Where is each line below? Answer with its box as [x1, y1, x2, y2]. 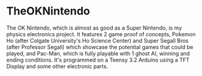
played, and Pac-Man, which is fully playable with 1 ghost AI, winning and [6, 49, 190, 57]
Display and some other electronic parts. [6, 62, 108, 70]
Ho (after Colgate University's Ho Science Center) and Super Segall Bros [6, 37, 189, 44]
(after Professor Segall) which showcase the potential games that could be [6, 43, 193, 51]
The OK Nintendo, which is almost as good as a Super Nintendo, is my [6, 24, 183, 31]
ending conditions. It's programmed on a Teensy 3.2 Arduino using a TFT [6, 56, 190, 63]
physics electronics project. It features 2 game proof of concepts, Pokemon [6, 30, 196, 37]
